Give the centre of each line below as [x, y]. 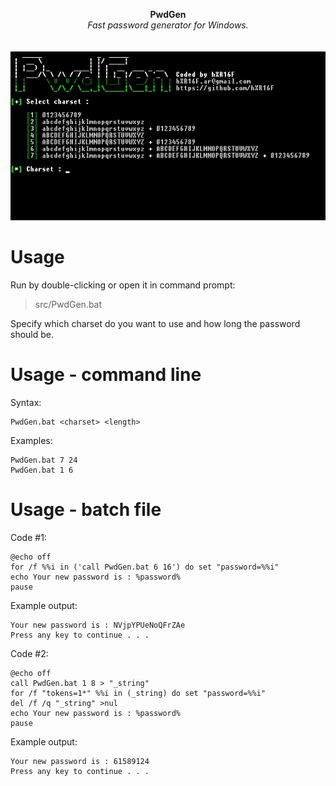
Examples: [31, 440]
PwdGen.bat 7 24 [44, 460]
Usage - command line [106, 375]
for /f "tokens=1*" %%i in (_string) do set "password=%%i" [138, 693]
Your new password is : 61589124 [80, 761]
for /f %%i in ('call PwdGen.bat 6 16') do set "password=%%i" [145, 567]
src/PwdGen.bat [68, 304]
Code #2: [29, 653]
